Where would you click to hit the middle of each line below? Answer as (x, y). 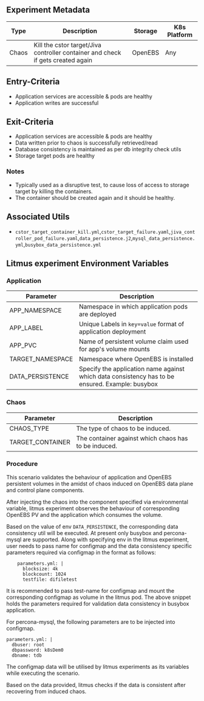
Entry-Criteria (33, 82)
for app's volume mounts (114, 349)
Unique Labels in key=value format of (131, 324)
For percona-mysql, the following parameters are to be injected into (91, 621)
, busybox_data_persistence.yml (62, 244)
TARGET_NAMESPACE (41, 359)
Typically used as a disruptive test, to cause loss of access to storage (102, 185)
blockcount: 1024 (44, 574)
